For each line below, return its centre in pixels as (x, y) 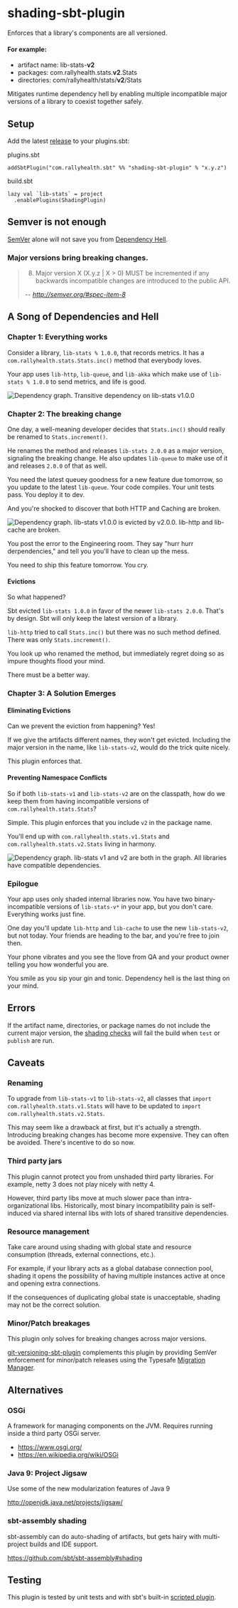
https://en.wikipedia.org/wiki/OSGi (68, 1454)
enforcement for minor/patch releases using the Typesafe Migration (107, 1360)
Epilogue (23, 883)
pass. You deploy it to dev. (46, 495)
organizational (28, 1205)
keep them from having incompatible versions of (78, 801)
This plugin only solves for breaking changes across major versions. (107, 1339)
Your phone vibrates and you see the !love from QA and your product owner (118, 957)
